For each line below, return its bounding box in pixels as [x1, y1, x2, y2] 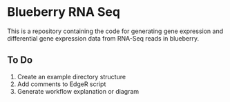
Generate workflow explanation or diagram [17, 87, 140, 95]
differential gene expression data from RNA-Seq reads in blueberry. [7, 34, 199, 42]
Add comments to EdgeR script [17, 80, 106, 88]
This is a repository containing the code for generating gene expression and [7, 27, 223, 35]
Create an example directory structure [17, 72, 126, 81]
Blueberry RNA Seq [7, 4, 121, 20]
